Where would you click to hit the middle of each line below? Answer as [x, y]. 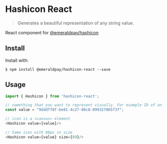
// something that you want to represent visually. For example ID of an [84, 105]
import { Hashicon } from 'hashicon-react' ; [52, 96]
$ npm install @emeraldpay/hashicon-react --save [58, 69]
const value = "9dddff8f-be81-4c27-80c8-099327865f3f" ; [64, 110]
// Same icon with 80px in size [39, 132]
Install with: [17, 60]
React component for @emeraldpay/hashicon [52, 32]
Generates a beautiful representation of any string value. [75, 23]
